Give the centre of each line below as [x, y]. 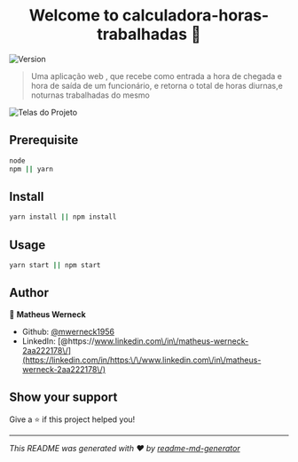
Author [29, 293]
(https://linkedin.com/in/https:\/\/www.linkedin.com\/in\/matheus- [141, 360]
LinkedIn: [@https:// [58, 341]
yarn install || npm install [63, 217]
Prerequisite [44, 140]
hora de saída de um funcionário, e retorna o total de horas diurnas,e [157, 85]
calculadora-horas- [196, 16]
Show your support [63, 398]
